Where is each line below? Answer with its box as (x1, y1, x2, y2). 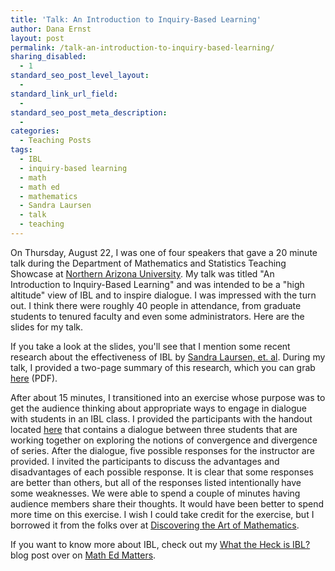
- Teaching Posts (19, 136, 92, 146)
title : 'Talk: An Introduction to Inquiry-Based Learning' (10, 14, 262, 25)
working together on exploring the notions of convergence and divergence (10, 434, 318, 446)
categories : (10, 126, 60, 136)
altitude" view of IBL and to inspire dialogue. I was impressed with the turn (10, 289, 317, 301)
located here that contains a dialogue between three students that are (10, 423, 298, 435)
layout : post (10, 33, 65, 43)
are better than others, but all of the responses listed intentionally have (10, 476, 302, 488)
